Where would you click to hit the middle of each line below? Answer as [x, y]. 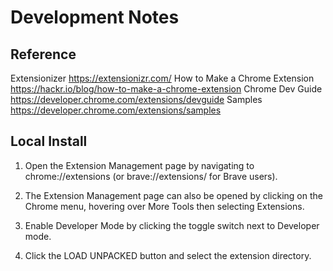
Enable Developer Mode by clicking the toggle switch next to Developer [172, 225]
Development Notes [95, 17]
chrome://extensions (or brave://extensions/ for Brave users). [151, 176]
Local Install [49, 141]
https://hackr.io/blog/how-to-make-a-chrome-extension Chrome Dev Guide [166, 89]
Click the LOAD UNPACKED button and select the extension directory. [168, 255]
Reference [43, 54]
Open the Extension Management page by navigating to [139, 165]
